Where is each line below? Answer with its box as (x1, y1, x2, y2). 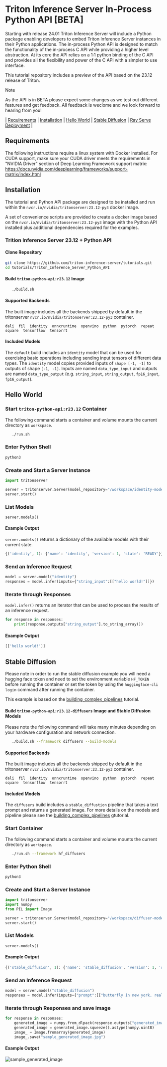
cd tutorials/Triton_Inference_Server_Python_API (5, 265, 110, 270)
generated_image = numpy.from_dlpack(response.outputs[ (14, 1021, 133, 1026)
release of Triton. (5, 77, 40, 83)
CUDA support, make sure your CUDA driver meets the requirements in (5, 155, 151, 161)
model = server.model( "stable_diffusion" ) (5, 988, 94, 993)
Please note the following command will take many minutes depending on (5, 724, 156, 730)
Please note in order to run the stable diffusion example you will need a (5, 670, 151, 676)
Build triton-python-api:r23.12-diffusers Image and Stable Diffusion (5, 707, 151, 714)
